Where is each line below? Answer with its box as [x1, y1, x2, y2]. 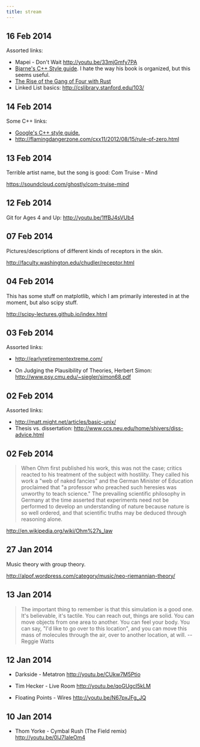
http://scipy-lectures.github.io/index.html [6, 310, 108, 317]
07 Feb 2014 [6, 231, 53, 242]
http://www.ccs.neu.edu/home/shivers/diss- [74, 425, 184, 432]
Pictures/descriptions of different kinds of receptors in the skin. [6, 247, 163, 254]
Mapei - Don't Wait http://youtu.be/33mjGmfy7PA [14, 58, 138, 66]
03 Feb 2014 [6, 328, 54, 338]
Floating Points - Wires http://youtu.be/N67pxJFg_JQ [14, 694, 147, 701]
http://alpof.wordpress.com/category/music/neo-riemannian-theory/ [6, 572, 175, 579]
